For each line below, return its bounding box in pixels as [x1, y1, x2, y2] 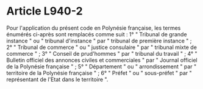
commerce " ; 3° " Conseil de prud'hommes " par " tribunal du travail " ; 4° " [6, 50, 198, 57]
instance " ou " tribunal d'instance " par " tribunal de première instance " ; [6, 37, 192, 44]
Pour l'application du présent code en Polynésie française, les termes [6, 24, 181, 31]
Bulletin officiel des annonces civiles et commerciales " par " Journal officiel [6, 56, 198, 64]
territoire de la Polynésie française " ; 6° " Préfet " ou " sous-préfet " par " [6, 69, 192, 76]
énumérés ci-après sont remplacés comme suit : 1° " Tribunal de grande [6, 30, 187, 38]
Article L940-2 [6, 4, 84, 18]
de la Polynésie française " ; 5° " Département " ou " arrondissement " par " [6, 62, 197, 70]
